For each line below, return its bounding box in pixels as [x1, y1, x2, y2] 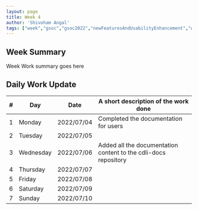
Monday [18, 118, 42, 126]
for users [98, 122, 123, 130]
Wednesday [18, 148, 52, 156]
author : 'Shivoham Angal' [6, 19, 70, 25]
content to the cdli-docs [98, 148, 166, 156]
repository [98, 156, 127, 164]
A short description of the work [98, 97, 189, 105]
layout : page [6, 8, 38, 15]
